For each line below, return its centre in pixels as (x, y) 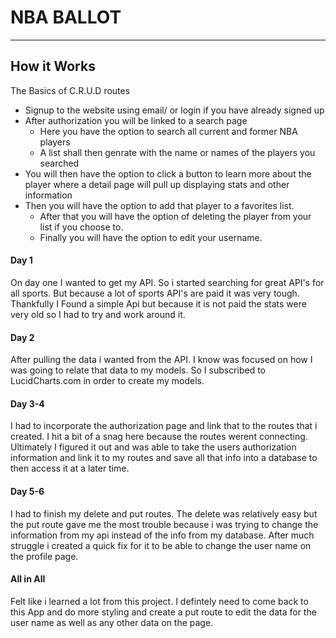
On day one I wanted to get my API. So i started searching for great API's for (167, 282)
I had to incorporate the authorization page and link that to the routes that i (164, 426)
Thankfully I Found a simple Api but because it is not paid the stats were (158, 303)
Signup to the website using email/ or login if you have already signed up (174, 110)
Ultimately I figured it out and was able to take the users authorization (153, 447)
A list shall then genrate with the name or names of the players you (177, 152)
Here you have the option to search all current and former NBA (168, 131)
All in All (28, 579)
